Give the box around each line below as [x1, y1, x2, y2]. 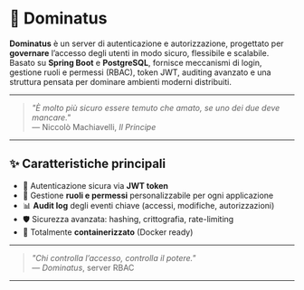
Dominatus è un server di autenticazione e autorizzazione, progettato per [9, 38, 284, 49]
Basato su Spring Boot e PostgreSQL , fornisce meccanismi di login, [9, 57, 262, 68]
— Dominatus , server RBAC [31, 262, 135, 273]
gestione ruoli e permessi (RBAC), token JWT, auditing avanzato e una [9, 67, 271, 78]
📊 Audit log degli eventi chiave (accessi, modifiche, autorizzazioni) [22, 200, 275, 210]
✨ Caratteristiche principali [9, 156, 166, 172]
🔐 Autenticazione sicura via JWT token [22, 180, 169, 191]
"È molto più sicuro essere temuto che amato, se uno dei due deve [31, 102, 280, 113]
